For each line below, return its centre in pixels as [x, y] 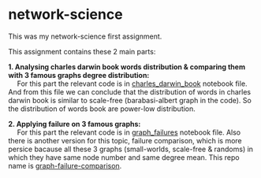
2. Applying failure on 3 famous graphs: [75, 124]
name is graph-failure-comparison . [65, 165]
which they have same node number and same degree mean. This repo [124, 157]
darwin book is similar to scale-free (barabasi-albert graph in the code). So [130, 100]
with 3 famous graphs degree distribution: [79, 75]
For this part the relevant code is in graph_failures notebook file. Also [129, 132]
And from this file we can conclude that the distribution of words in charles [129, 91]
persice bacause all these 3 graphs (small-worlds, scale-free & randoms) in [131, 149]
